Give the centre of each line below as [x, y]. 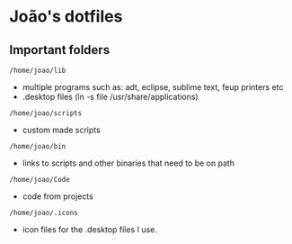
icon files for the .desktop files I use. [89, 230]
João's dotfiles [66, 17]
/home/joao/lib [38, 70]
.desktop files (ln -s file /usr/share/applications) [111, 97]
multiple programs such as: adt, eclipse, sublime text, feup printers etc [153, 87]
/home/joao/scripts [46, 113]
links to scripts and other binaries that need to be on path [128, 163]
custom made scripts [61, 130]
